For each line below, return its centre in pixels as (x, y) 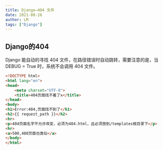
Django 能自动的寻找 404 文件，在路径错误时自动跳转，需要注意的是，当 (82, 60)
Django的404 (27, 46)
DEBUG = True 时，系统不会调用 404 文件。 (52, 66)
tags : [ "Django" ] (24, 24)
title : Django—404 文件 (30, 10)
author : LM (17, 20)
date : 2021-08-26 (24, 15)
